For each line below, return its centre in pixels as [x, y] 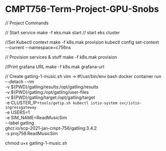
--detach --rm [20, 81]
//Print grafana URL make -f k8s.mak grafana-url [55, 67]
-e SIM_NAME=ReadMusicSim [36, 117]
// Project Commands [27, 23]
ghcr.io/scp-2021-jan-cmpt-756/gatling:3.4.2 [51, 128]
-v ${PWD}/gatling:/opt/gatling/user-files [47, 92]
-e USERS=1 [18, 112]
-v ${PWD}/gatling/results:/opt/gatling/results [52, 87]
